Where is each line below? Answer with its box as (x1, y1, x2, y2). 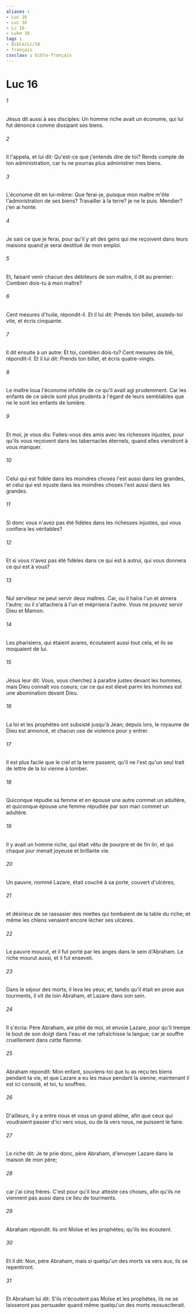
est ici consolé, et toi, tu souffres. (6, 1080, 87, 1087)
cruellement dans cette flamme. (6, 1036, 83, 1043)
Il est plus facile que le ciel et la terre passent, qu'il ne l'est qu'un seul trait (6, 759, 185, 766)
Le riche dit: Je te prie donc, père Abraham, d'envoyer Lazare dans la (6, 1150, 173, 1157)
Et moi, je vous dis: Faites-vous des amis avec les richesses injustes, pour (6, 431, 184, 438)
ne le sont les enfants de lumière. (6, 399, 87, 406)
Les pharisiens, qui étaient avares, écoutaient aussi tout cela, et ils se (6, 639, 173, 646)
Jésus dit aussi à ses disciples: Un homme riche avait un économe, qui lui (6, 116, 184, 123)
